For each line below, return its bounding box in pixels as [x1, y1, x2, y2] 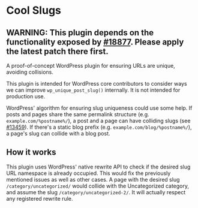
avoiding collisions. [6, 68, 54, 76]
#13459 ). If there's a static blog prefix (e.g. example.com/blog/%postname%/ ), [6, 123, 192, 131]
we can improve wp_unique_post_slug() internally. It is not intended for [6, 86, 181, 94]
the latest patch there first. [6, 46, 109, 56]
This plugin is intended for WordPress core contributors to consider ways [6, 80, 187, 87]
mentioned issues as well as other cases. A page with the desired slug [6, 176, 180, 183]
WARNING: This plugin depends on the [6, 28, 154, 38]
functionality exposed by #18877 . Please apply [6, 37, 184, 47]
